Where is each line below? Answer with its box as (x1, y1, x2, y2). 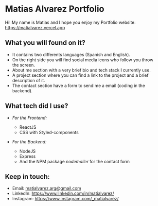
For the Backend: (12, 138, 47, 144)
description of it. (12, 77, 45, 83)
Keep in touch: (5, 172, 50, 181)
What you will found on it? (5, 39, 86, 47)
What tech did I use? (5, 102, 69, 110)
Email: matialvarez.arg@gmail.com (12, 186, 82, 191)
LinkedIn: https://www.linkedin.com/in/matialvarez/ (12, 190, 114, 196)
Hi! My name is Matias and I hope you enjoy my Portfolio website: (5, 19, 136, 25)
